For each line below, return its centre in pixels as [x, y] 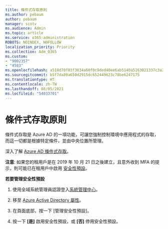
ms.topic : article [24, 33]
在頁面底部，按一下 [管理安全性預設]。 [52, 211]
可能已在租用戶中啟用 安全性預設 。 [54, 168]
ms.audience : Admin [25, 28]
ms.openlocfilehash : [27, 70]
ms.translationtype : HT [30, 79]
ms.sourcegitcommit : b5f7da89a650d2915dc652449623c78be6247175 [72, 75]
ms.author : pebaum [24, 14]
